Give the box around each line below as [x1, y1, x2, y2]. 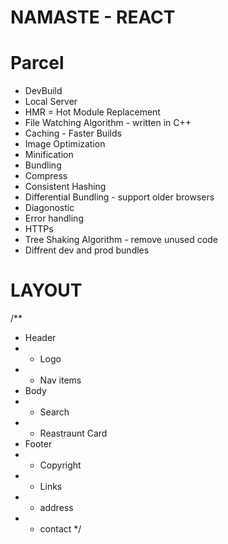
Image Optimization [24, 138, 106, 150]
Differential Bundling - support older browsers [24, 191, 215, 203]
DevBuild [24, 85, 63, 97]
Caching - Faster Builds [24, 127, 122, 140]
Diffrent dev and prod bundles [24, 244, 150, 256]
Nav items [39, 374, 82, 386]
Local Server [24, 96, 78, 108]
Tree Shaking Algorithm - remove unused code [24, 234, 218, 246]
